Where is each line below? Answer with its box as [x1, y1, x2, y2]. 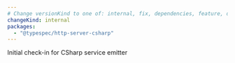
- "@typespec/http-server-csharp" [13, 29, 114, 37]
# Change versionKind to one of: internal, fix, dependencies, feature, [7, 10, 224, 17]
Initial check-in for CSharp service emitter [7, 48, 128, 57]
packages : [7, 23, 36, 30]
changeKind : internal [7, 17, 71, 24]
